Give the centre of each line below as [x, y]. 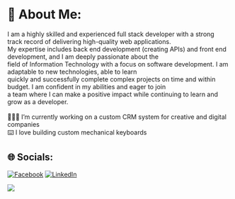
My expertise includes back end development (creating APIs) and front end [117, 49]
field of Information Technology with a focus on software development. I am [118, 64]
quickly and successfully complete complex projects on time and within [111, 79]
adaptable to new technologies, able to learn [72, 72]
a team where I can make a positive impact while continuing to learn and [113, 94]
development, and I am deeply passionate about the [83, 57]
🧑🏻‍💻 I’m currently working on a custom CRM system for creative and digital [117, 117]
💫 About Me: [45, 15]
